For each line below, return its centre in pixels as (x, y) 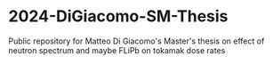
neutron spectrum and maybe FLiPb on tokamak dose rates (117, 50)
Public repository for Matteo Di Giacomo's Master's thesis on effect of (136, 41)
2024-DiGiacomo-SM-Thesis (118, 16)
